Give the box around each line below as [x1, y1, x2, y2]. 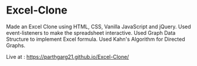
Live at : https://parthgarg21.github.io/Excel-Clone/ [6, 53, 129, 60]
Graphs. [6, 42, 25, 49]
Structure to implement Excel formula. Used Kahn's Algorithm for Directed [6, 35, 185, 42]
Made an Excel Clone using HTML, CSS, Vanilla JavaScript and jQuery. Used [6, 23, 191, 30]
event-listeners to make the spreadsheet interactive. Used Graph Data [6, 29, 176, 36]
